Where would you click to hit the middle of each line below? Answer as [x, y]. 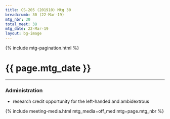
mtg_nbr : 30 [18, 19]
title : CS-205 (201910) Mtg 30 [38, 10]
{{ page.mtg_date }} [48, 68]
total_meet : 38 [21, 24]
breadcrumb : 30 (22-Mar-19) [35, 15]
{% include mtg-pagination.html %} [42, 48]
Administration [24, 90]
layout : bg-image [24, 33]
